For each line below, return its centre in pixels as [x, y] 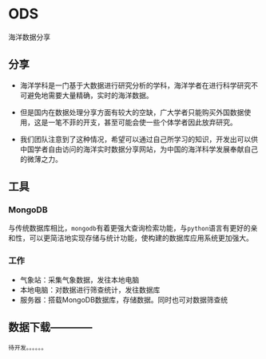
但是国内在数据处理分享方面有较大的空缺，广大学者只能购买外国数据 [132, 112]
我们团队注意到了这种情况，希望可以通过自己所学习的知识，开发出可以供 [139, 139]
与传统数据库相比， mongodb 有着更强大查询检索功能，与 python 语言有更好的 [130, 228]
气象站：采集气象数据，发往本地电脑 [79, 279]
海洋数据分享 [29, 37]
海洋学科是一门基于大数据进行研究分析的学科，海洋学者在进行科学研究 [135, 85]
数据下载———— [50, 327]
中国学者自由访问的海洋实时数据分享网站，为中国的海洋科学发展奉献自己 [139, 149]
